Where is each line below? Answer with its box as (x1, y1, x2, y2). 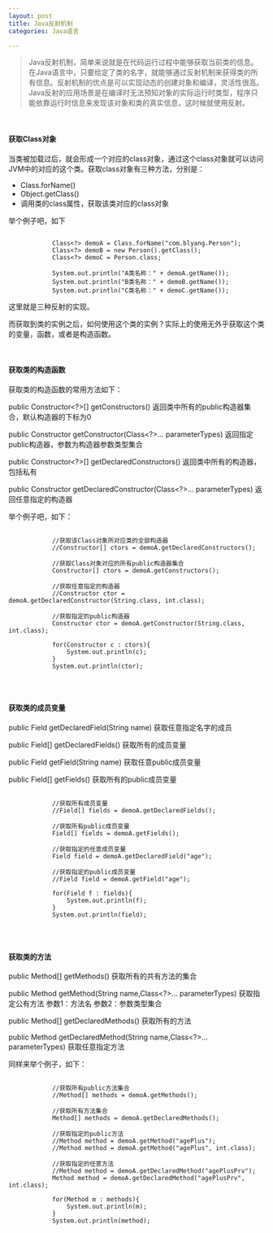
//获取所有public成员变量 (51, 822, 130, 830)
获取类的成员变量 (8, 703, 66, 712)
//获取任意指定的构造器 (51, 582, 120, 590)
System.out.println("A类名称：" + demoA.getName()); (51, 269, 230, 277)
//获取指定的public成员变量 (51, 868, 136, 876)
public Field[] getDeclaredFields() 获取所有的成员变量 (8, 739, 187, 749)
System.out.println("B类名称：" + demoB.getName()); (51, 277, 230, 285)
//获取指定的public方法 (51, 1130, 124, 1139)
